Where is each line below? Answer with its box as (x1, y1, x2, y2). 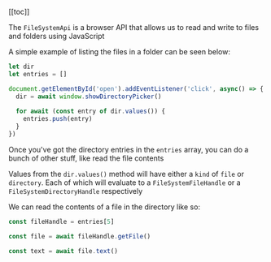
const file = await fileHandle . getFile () (8, 232, 151, 240)
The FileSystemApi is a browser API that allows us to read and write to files (8, 23, 259, 32)
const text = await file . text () (8, 247, 118, 255)
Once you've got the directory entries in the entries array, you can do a (8, 144, 249, 154)
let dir (8, 62, 35, 71)
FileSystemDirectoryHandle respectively (8, 186, 143, 195)
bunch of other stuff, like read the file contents (8, 153, 164, 163)
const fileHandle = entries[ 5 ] (8, 217, 115, 225)
